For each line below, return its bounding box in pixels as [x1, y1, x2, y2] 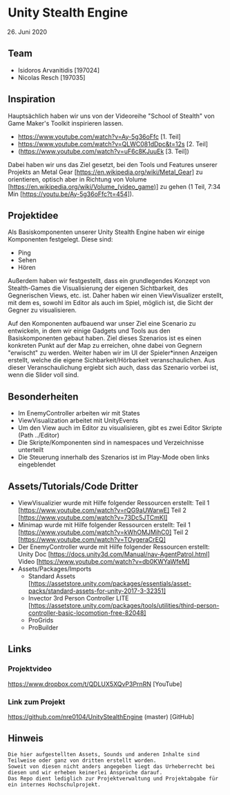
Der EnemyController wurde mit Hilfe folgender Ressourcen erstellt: [17, 543, 210, 551]
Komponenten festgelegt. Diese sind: [8, 235, 113, 244]
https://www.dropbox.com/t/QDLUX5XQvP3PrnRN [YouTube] [8, 680, 182, 688]
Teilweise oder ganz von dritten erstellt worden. [8, 757, 157, 764]
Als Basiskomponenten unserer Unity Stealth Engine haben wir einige [8, 228, 205, 236]
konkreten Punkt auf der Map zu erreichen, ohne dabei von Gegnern [8, 342, 202, 350]
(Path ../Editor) [17, 431, 60, 440]
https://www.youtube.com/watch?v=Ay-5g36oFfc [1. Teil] [17, 132, 182, 141]
